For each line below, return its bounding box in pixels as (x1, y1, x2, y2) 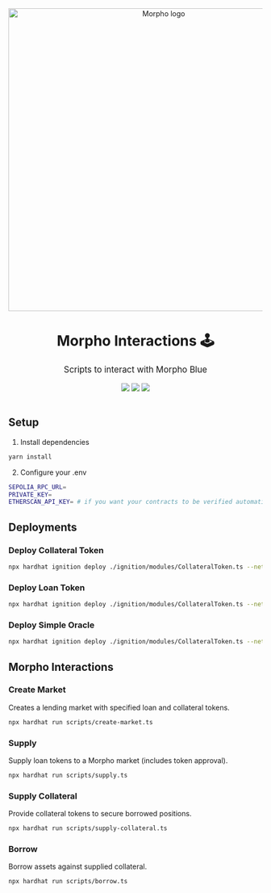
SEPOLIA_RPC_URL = (8, 483, 67, 491)
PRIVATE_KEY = (8, 490, 52, 499)
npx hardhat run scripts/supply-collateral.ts (8, 824, 168, 832)
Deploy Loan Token (8, 581, 85, 593)
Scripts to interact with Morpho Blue (63, 363, 208, 375)
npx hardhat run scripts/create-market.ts (8, 718, 153, 726)
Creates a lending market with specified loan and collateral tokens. (8, 702, 230, 712)
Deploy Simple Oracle (8, 619, 95, 631)
